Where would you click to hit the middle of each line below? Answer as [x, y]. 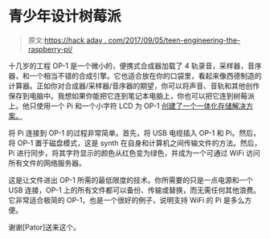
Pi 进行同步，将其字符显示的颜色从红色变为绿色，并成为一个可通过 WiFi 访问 [134, 152]
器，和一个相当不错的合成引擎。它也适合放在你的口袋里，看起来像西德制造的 [135, 75]
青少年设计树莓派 [65, 16]
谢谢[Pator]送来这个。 [45, 227]
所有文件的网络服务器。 [47, 163]
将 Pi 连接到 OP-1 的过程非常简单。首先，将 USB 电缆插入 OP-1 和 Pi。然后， [134, 132]
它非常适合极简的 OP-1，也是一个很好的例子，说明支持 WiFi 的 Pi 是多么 [127, 200]
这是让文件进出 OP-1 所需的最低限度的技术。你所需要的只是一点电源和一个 [131, 180]
